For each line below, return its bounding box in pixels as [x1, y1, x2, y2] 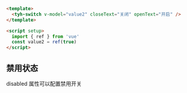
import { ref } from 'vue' [11, 33, 80, 39]
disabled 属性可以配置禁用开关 [6, 80, 82, 87]
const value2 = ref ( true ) [11, 39, 77, 45]
